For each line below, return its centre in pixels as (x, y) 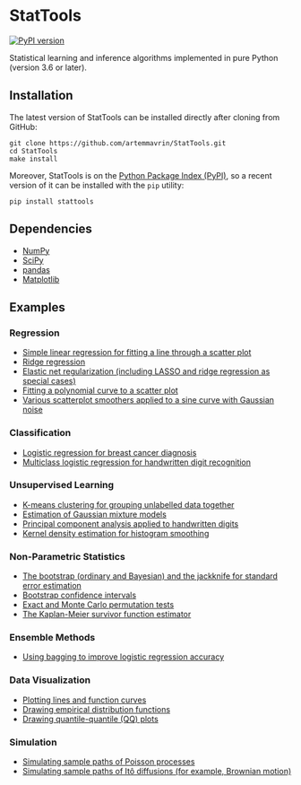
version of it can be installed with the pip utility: (97, 185)
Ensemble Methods (52, 638)
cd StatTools (34, 151)
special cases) (49, 381)
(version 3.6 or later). (48, 67)
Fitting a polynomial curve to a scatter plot (100, 390)
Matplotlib (41, 279)
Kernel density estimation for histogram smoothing (116, 533)
